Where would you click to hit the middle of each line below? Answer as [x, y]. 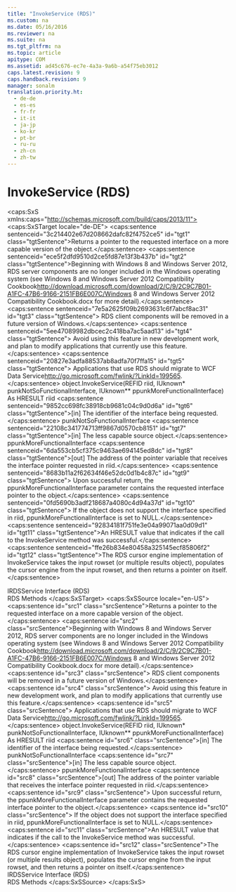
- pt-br [25, 138]
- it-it [25, 118]
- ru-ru [25, 145]
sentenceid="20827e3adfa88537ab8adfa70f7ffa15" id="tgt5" [96, 361]
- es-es [25, 105]
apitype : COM [26, 60]
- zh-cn [25, 151]
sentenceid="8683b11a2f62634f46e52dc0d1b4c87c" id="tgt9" [98, 473]
